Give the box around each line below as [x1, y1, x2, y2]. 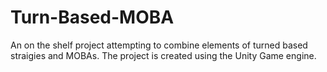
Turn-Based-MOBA [10, 6, 175, 29]
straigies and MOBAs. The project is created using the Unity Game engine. [10, 49, 317, 61]
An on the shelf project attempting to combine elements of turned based [10, 39, 308, 51]
